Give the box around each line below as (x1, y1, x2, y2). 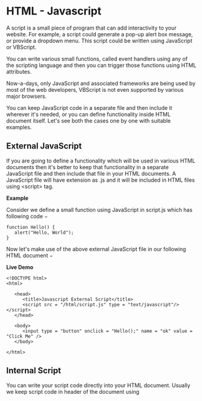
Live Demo (6, 263, 34, 271)
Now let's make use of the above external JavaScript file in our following (6, 245, 186, 252)
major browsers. (6, 92, 47, 100)
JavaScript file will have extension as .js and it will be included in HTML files (6, 176, 195, 184)
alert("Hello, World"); (14, 229, 74, 236)
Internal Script (6, 365, 62, 376)
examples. (6, 123, 32, 130)
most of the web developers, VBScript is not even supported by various (6, 86, 184, 93)
